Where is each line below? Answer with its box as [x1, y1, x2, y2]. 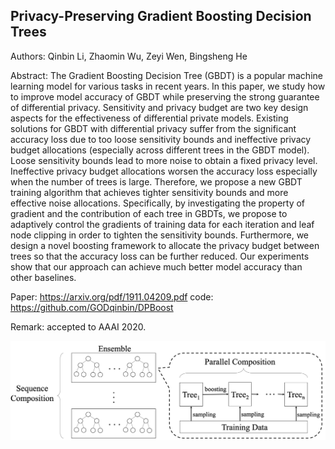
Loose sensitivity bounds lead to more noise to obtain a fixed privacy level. [10, 154, 318, 166]
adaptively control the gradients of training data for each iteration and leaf [10, 218, 315, 230]
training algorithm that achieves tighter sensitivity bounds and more [10, 186, 289, 198]
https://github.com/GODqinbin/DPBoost [10, 301, 174, 313]
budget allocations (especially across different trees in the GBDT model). [10, 144, 310, 156]
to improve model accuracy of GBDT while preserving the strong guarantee [10, 90, 320, 103]
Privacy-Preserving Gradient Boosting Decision [10, 8, 312, 25]
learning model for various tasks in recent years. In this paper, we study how [10, 80, 326, 92]
